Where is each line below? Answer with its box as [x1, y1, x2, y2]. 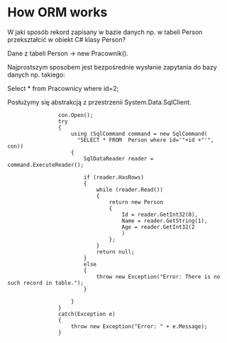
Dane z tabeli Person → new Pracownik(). [7, 49, 129, 58]
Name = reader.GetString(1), [121, 217, 208, 224]
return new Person [109, 198, 163, 206]
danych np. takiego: [7, 70, 65, 79]
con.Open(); [57, 111, 94, 119]
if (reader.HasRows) [83, 173, 144, 181]
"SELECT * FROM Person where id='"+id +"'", [77, 136, 214, 143]
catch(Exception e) [57, 310, 116, 317]
